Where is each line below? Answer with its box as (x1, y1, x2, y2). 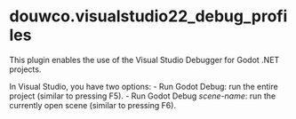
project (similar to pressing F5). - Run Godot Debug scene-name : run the (9, 91, 276, 101)
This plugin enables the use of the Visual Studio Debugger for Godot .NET (9, 54, 280, 65)
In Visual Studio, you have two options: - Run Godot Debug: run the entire (9, 81, 278, 91)
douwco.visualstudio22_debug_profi (9, 6, 288, 27)
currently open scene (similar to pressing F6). (9, 99, 176, 110)
